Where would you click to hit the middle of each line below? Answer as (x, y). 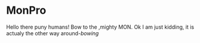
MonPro (26, 10)
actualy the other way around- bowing (53, 33)
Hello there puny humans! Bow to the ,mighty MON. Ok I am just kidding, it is (100, 27)
